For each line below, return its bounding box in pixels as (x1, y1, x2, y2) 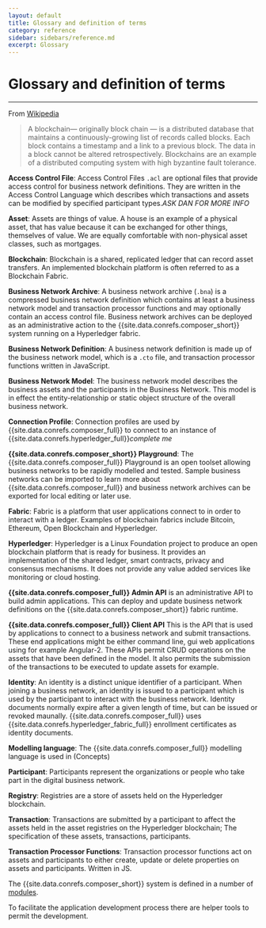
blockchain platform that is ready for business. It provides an (8, 548, 206, 557)
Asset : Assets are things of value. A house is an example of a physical (8, 214, 237, 223)
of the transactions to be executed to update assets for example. (8, 663, 219, 672)
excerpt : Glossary (8, 41, 69, 49)
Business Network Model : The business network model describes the (8, 376, 238, 386)
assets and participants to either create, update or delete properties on (8, 855, 240, 865)
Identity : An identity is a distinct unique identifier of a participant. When (8, 678, 242, 687)
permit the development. (8, 911, 89, 921)
